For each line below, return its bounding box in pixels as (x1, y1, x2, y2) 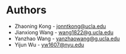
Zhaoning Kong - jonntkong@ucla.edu (14, 23, 106, 30)
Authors (6, 3, 47, 17)
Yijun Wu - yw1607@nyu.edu (14, 41, 85, 48)
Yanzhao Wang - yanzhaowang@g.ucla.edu (14, 35, 120, 42)
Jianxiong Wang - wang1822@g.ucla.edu (14, 28, 114, 35)
